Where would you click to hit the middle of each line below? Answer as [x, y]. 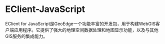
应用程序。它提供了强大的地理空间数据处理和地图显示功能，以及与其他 [86, 30]
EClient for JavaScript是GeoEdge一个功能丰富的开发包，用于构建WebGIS [80, 23]
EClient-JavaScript [45, 9]
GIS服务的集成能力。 [26, 36]
